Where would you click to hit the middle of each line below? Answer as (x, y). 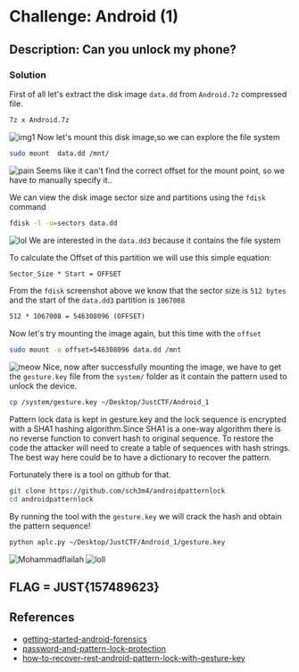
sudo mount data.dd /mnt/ (59, 153)
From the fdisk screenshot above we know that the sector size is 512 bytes (148, 291)
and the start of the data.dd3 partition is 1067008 (97, 300)
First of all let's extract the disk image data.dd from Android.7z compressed (148, 94)
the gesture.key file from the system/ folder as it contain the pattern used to (148, 377)
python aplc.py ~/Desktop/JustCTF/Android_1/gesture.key (117, 542)
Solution (28, 75)
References (42, 618)
